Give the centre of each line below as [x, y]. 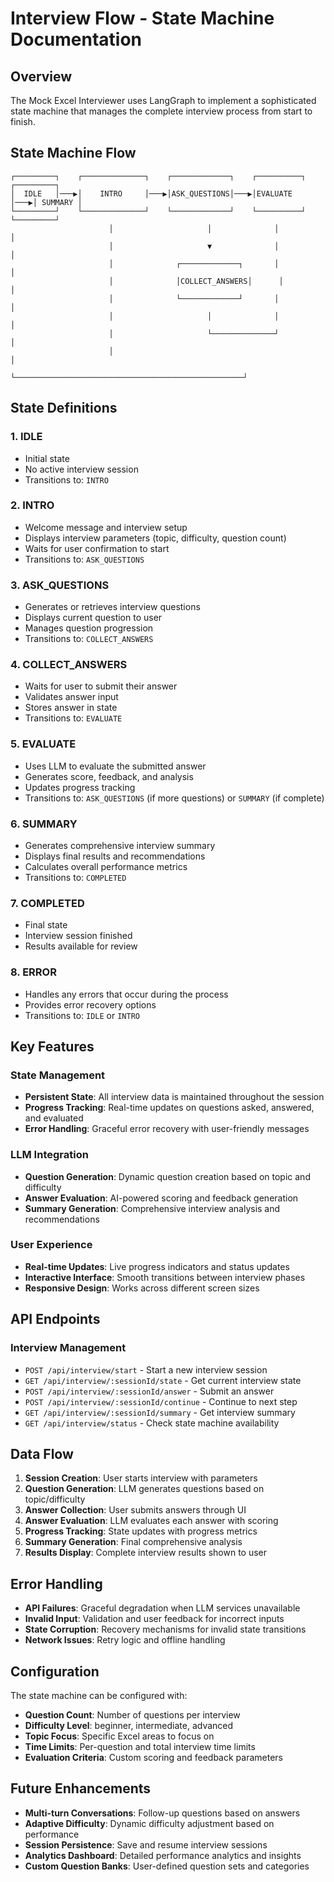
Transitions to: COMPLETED [75, 877]
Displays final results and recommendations [115, 856]
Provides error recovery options [90, 1004]
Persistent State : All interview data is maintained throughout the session [174, 1097]
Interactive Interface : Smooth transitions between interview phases [165, 1277]
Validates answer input [71, 697]
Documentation [76, 39]
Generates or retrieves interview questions [112, 607]
